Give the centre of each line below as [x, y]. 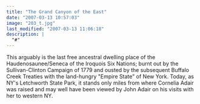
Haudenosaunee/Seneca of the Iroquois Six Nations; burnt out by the [92, 63]
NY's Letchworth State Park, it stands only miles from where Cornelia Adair [100, 83]
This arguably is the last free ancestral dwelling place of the [81, 57]
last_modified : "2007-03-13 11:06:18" [55, 29]
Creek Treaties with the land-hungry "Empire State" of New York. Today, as [100, 76]
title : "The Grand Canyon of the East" [57, 12]
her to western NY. [30, 96]
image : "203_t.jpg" [31, 23]
